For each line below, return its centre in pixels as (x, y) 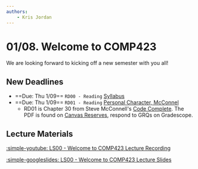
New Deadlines (35, 82)
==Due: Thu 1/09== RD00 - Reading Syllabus (70, 96)
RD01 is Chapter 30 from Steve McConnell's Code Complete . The (104, 109)
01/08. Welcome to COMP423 (81, 47)
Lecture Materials (40, 134)
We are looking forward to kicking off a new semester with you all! (87, 63)
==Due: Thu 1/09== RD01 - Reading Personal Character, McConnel (97, 102)
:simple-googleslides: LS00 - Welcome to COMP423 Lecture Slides (89, 160)
